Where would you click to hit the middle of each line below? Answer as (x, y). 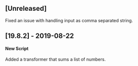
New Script (17, 48)
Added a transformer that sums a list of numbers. (55, 60)
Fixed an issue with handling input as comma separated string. (69, 20)
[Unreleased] (26, 9)
